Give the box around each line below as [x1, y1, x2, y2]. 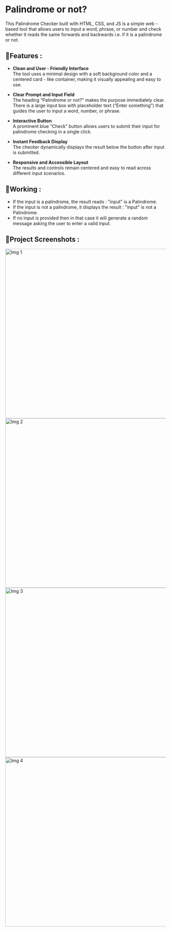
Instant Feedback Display [12, 138, 68, 144]
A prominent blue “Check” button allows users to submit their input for [12, 123, 160, 129]
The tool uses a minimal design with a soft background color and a [12, 71, 153, 77]
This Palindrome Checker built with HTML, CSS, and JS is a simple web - [5, 20, 158, 27]
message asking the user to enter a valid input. [12, 220, 111, 226]
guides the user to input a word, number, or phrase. [12, 107, 121, 114]
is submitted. [12, 149, 40, 156]
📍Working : [5, 185, 42, 194]
